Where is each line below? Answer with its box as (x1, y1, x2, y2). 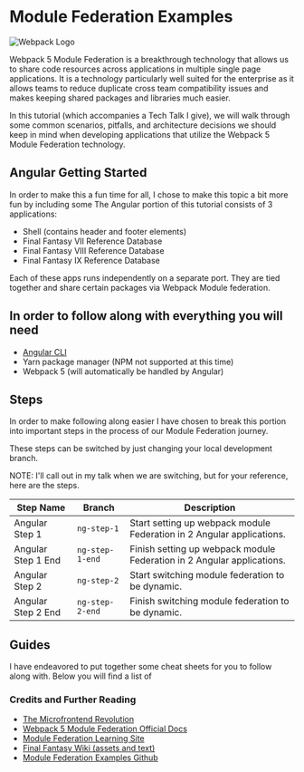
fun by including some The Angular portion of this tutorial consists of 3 (9, 198, 273, 209)
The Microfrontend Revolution (22, 714, 134, 725)
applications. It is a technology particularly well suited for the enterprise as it (9, 72, 294, 83)
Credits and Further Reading (9, 693, 137, 706)
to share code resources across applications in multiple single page (9, 63, 261, 74)
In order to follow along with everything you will (9, 308, 283, 323)
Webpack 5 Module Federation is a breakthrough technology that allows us (9, 53, 290, 64)
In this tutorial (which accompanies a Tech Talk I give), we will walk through (9, 110, 290, 121)
